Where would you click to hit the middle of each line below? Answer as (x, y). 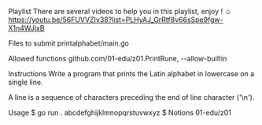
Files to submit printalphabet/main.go (69, 43)
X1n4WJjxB (26, 28)
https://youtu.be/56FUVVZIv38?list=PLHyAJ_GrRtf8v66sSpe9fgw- (116, 20)
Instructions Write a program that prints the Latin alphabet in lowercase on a (131, 74)
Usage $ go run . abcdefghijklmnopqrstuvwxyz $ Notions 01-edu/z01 (120, 112)
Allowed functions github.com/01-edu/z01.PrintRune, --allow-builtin (118, 59)
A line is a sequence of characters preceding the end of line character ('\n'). (131, 97)
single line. (26, 82)
